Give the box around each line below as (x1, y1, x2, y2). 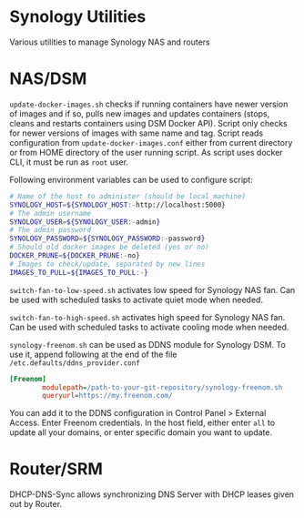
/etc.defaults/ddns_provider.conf (9, 358, 141, 368)
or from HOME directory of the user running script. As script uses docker (9, 147, 284, 157)
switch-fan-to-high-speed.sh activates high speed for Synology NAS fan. (9, 311, 286, 322)
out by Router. (9, 499, 62, 510)
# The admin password (9, 226, 92, 235)
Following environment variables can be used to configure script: (9, 174, 253, 185)
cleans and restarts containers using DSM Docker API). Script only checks (9, 117, 289, 128)
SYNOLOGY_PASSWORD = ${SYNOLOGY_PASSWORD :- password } (9, 234, 206, 243)
